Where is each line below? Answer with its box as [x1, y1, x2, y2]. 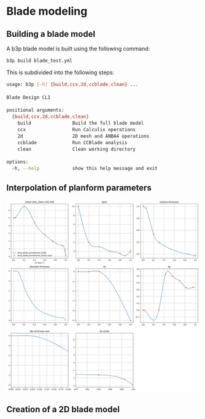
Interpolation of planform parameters [6, 182, 152, 193]
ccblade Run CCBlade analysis [17, 139, 128, 145]
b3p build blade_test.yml [6, 58, 72, 64]
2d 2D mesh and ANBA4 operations [17, 133, 150, 139]
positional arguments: [6, 107, 64, 113]
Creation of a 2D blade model [6, 404, 120, 415]
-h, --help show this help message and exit [12, 166, 158, 172]
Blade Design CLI [6, 94, 51, 101]
